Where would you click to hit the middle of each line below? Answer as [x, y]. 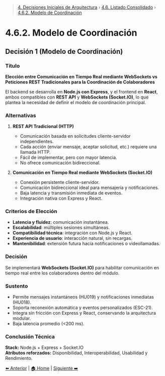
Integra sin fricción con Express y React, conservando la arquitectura [84, 313]
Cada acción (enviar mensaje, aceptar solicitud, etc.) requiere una [88, 147]
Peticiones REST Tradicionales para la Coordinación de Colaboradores [80, 82]
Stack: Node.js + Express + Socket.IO [45, 348]
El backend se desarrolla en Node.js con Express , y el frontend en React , [81, 91]
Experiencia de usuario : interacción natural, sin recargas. [72, 238]
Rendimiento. [19, 358]
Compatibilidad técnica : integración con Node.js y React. [72, 233]
